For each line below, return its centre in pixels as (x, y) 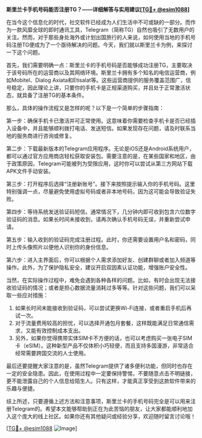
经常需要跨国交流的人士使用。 (52, 353)
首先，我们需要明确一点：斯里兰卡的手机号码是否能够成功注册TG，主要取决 (99, 65)
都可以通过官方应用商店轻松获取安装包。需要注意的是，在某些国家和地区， (98, 156)
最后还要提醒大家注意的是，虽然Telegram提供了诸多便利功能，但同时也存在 (99, 366)
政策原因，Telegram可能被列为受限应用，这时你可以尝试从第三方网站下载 (102, 164)
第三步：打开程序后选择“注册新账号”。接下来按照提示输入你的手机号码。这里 (101, 184)
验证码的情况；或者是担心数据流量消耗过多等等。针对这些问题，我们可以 (101, 288)
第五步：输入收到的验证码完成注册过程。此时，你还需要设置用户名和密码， (98, 239)
